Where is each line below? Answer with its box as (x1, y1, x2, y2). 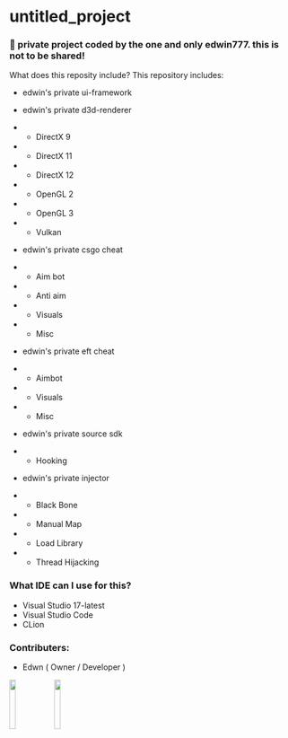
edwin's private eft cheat (22, 346, 115, 356)
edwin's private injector (22, 473, 110, 484)
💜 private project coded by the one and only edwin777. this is (9, 39, 280, 51)
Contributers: (9, 641, 70, 654)
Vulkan (35, 227, 62, 238)
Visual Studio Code (22, 609, 94, 620)
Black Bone (35, 500, 78, 511)
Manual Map (35, 519, 83, 530)
